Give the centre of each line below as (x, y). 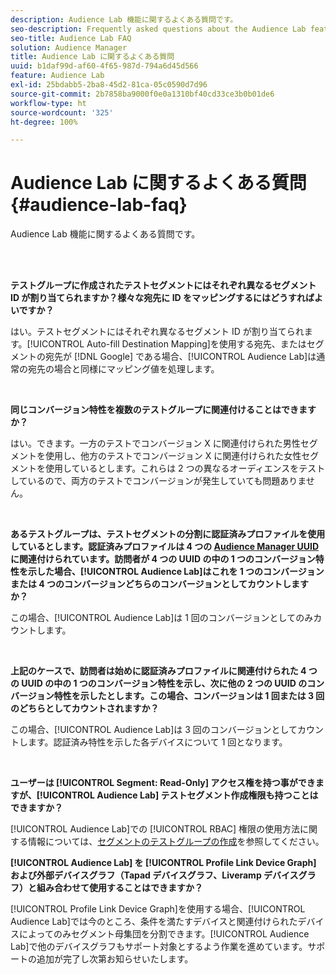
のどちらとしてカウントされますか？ (85, 708)
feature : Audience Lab (57, 76)
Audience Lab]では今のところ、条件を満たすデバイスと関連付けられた (154, 922)
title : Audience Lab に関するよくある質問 (92, 57)
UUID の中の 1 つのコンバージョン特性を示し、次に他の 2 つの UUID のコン (173, 683)
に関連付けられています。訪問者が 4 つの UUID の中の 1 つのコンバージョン (163, 559)
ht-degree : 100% (44, 122)
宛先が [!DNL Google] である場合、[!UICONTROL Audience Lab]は (180, 357)
